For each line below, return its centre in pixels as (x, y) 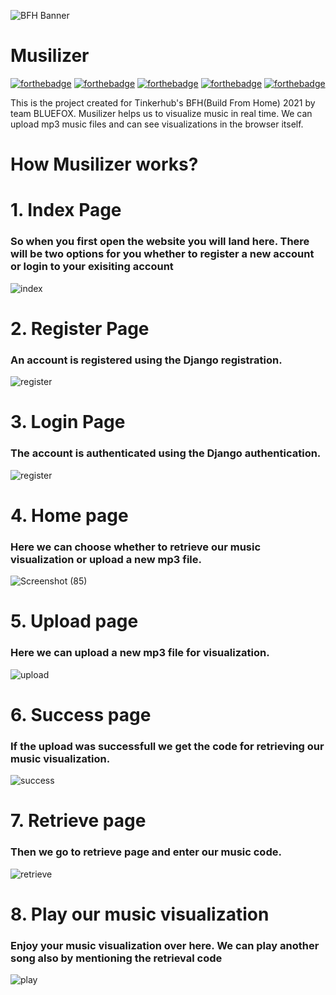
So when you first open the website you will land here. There (160, 242)
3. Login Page (68, 422)
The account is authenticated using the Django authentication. (166, 453)
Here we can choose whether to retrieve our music (136, 547)
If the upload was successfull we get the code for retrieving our (167, 746)
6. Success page (81, 714)
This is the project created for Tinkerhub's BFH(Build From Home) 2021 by (163, 102)
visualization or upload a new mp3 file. (106, 559)
